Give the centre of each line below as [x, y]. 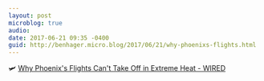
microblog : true [35, 23]
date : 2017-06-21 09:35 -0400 [59, 38]
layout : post [30, 15]
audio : [19, 30]
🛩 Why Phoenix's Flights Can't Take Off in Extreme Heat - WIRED [117, 68]
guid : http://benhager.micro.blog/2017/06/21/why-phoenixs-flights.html [132, 45]
